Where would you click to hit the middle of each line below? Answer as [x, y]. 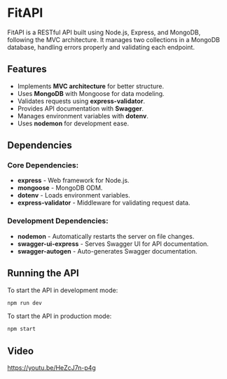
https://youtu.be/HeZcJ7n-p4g [51, 368]
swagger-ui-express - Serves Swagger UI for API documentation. [113, 244]
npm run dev [25, 303]
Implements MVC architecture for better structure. [91, 86]
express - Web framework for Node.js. [73, 181]
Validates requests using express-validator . [81, 101]
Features [27, 69]
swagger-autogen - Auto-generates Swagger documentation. [107, 251]
